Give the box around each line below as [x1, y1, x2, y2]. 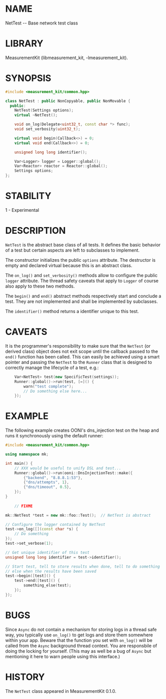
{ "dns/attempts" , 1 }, [23, 480, 70, 485]
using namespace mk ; [5, 452, 49, 457]
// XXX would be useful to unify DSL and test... [14, 465, 122, 471]
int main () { [5, 461, 33, 466]
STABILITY [5, 190, 52, 202]
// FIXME [14, 504, 33, 509]
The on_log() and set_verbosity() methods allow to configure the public [5, 272, 158, 278]
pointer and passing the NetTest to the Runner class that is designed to [5, 359, 152, 365]
